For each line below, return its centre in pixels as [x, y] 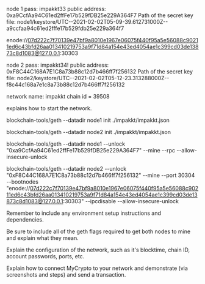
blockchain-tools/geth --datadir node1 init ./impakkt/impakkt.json [88, 120]
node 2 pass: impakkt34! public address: [58, 65]
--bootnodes [22, 182]
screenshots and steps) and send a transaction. [66, 275]
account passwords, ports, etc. [45, 256]
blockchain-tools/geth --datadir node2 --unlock [67, 169]
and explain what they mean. [42, 238]
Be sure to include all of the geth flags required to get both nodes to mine [99, 231]
